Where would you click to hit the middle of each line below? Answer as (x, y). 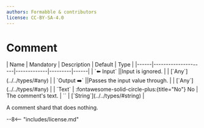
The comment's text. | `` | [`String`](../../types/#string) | (75, 96)
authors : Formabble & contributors (52, 12)
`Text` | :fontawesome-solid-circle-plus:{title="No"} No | (127, 90)
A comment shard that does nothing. (53, 108)
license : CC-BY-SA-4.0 (35, 18)
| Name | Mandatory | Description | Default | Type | (70, 65)
